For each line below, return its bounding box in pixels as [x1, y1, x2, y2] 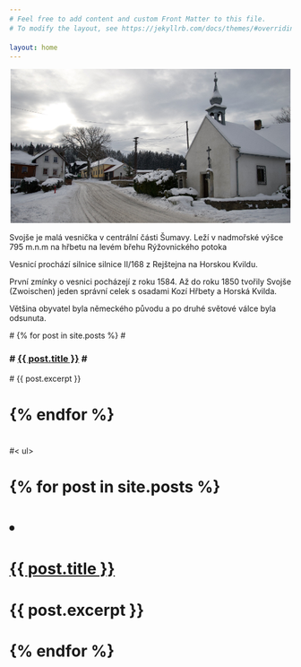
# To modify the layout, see [9, 23, 118, 33]
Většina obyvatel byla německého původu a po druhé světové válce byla [9, 303, 276, 314]
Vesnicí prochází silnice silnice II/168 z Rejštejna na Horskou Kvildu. [9, 259, 258, 270]
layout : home [9, 43, 58, 52]
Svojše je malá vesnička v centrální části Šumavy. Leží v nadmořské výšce [9, 232, 284, 243]
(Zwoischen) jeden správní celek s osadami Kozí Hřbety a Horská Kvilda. [9, 286, 278, 297]
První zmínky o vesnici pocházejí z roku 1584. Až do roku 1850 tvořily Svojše [9, 276, 292, 287]
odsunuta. [9, 313, 47, 324]
